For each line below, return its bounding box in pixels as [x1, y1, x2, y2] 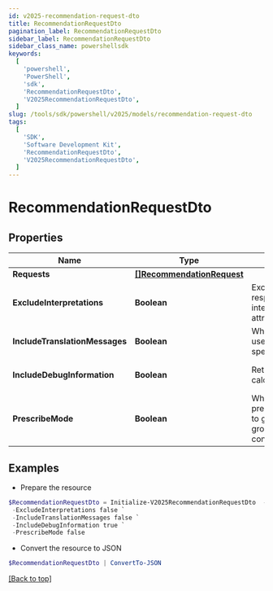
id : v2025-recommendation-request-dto [8, 11, 140, 20]
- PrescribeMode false [11, 528, 85, 537]
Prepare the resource [19, 482, 92, 492]
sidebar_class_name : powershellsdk [8, 42, 129, 50]
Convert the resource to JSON [19, 543, 122, 554]
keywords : [8, 50, 42, 58]
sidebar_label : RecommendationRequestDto [8, 34, 151, 43]
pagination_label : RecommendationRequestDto [8, 27, 162, 35]
